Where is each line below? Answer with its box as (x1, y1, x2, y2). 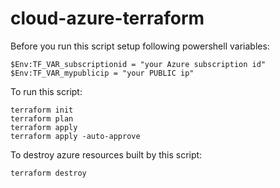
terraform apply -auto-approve (10, 131, 141, 141)
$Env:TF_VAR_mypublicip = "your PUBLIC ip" (10, 68, 195, 78)
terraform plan (10, 113, 74, 124)
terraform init (10, 105, 74, 115)
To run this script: (10, 85, 83, 97)
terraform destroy (10, 168, 87, 178)
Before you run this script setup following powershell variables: (10, 40, 270, 52)
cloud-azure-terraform (10, 7, 205, 30)
